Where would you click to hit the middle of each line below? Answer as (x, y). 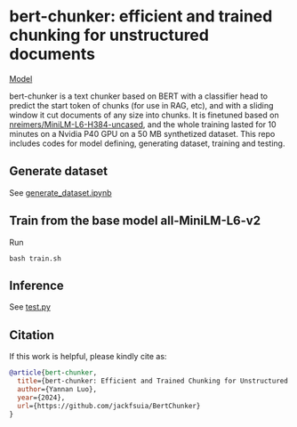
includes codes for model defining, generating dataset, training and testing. (147, 143)
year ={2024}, (41, 398)
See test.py (30, 307)
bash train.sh (36, 258)
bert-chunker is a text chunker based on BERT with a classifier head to (139, 96)
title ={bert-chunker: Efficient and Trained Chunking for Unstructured (153, 381)
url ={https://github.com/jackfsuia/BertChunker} (109, 406)
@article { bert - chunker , (53, 373)
